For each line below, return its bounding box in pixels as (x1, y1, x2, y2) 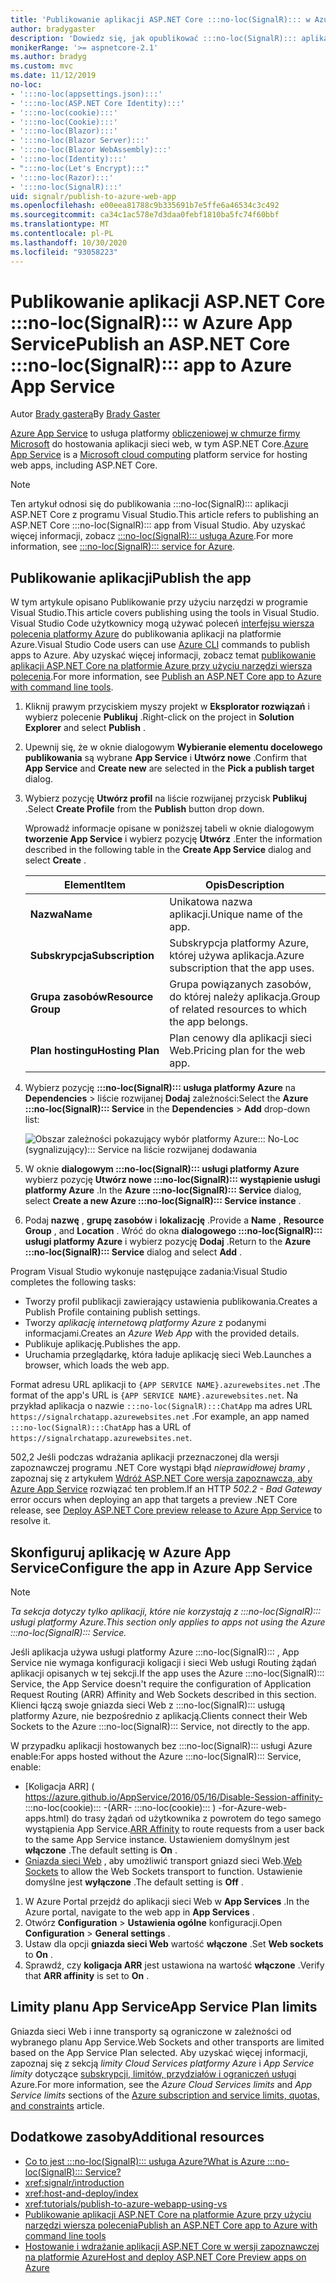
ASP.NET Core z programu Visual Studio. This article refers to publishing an (10, 509, 319, 521)
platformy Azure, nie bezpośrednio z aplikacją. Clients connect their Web (10, 1710, 308, 1722)
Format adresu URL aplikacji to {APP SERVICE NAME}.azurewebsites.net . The (10, 1379, 321, 1391)
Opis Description (205, 878, 285, 892)
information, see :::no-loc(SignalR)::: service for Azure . (10, 541, 236, 553)
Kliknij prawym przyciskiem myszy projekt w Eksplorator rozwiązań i (24, 701, 310, 713)
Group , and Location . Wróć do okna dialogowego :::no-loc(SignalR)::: (24, 1225, 323, 1237)
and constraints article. (10, 2099, 105, 2111)
